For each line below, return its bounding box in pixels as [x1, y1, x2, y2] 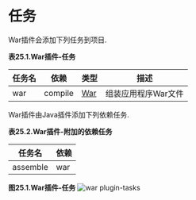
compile [44, 87, 74, 98]
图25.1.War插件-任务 [8, 183, 76, 192]
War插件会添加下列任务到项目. [8, 35, 107, 44]
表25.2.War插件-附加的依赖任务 [8, 126, 113, 136]
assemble [12, 161, 49, 172]
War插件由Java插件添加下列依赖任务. [8, 110, 129, 119]
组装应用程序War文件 [105, 88, 184, 99]
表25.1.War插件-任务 [8, 52, 76, 61]
